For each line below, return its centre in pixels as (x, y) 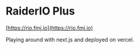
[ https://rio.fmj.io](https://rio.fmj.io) (49, 28)
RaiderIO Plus (40, 11)
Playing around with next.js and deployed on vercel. (70, 39)
